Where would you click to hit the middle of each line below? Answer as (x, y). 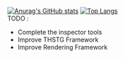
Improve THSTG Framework (58, 40)
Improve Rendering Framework (63, 47)
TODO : (18, 18)
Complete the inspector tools (60, 32)
